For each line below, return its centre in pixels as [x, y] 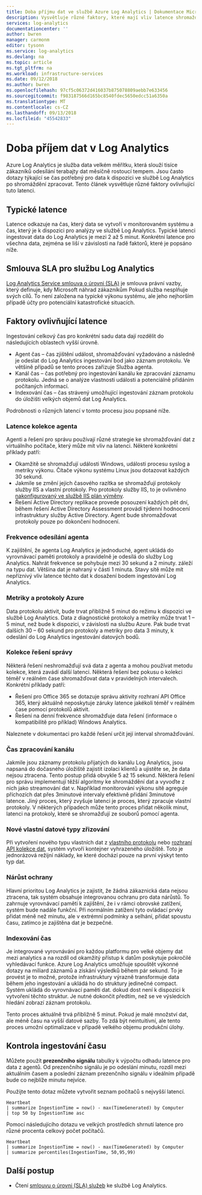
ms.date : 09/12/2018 [32, 79]
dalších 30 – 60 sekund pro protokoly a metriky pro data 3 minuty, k [90, 630]
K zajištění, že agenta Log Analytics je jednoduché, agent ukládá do [90, 550]
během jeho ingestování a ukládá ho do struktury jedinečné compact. [92, 983]
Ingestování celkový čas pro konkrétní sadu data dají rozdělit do [85, 336]
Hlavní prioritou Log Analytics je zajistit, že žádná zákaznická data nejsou [97, 890]
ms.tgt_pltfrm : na [29, 68]
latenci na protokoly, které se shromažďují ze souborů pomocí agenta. [93, 814]
